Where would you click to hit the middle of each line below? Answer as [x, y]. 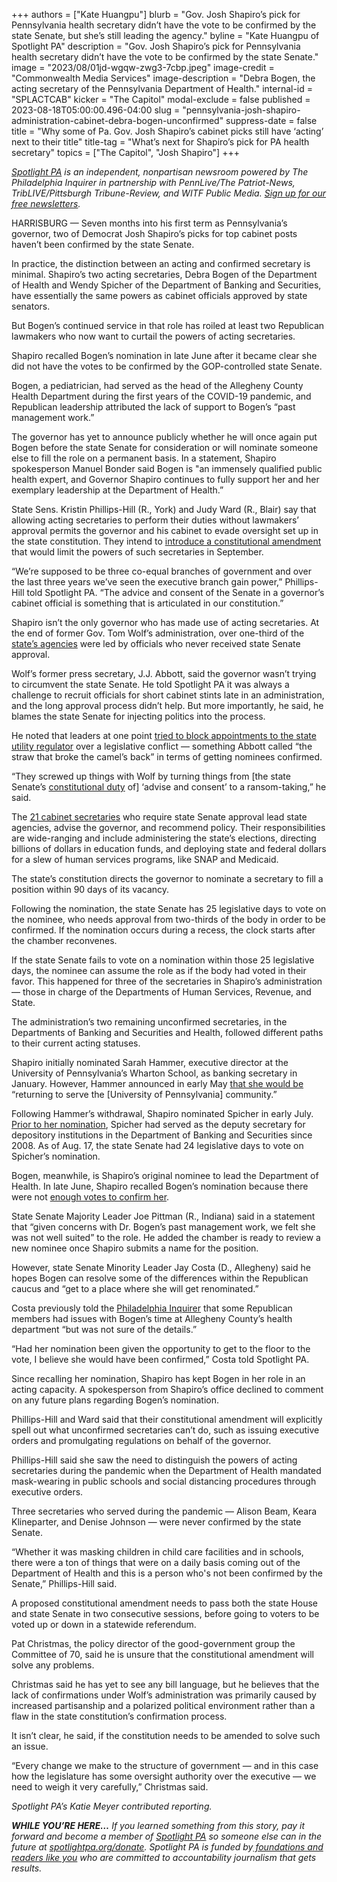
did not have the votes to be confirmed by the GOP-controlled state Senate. [167, 366]
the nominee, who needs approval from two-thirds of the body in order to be [168, 919]
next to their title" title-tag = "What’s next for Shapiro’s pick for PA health [160, 142]
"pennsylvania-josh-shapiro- [241, 110]
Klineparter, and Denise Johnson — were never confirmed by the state [156, 1522]
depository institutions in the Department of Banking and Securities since [162, 1135]
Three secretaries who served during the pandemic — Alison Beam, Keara [164, 1511]
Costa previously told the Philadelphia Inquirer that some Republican [152, 1308]
